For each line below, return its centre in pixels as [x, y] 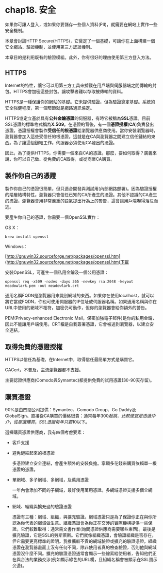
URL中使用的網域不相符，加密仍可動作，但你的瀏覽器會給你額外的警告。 [77, 307]
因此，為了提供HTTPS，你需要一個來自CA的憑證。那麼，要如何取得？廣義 [79, 153]
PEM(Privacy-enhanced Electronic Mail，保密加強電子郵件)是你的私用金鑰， [81, 318]
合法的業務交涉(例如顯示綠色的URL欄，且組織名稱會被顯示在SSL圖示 [89, 560]
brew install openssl [27, 237]
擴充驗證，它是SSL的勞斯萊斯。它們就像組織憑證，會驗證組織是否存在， [84, 535]
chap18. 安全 [31, 10]
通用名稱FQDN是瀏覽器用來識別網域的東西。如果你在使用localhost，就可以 [80, 295]
